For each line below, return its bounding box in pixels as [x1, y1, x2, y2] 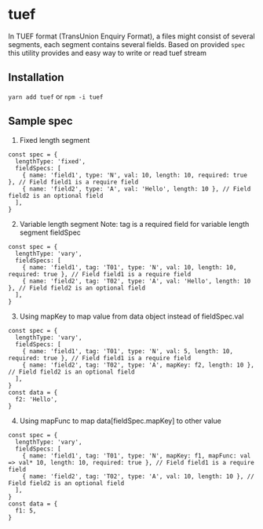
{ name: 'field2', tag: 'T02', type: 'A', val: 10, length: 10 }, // [22, 472, 255, 480]
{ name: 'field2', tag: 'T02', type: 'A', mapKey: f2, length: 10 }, [22, 361, 255, 369]
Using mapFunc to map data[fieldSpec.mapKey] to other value [19, 416, 221, 425]
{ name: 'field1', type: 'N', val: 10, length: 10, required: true [22, 171, 247, 179]
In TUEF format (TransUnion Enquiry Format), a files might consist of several [8, 31, 255, 41]
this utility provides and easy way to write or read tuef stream [8, 48, 206, 57]
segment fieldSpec [19, 228, 81, 237]
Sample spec [8, 115, 73, 128]
